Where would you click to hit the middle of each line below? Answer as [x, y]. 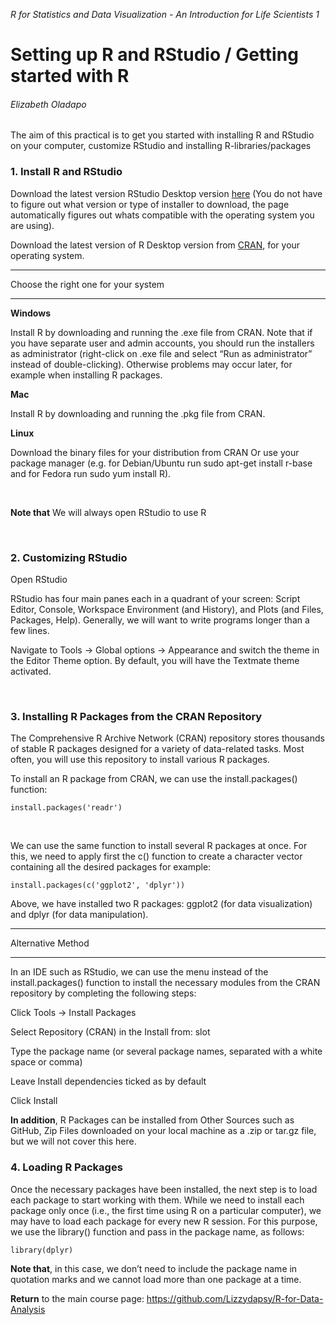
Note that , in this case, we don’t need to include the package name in [154, 1268]
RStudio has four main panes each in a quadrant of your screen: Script [155, 598]
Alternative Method [50, 943]
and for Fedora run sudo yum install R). [91, 473]
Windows [30, 313]
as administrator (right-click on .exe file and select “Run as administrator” [161, 353]
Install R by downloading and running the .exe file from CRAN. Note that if [161, 332]
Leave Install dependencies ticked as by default [108, 1081]
